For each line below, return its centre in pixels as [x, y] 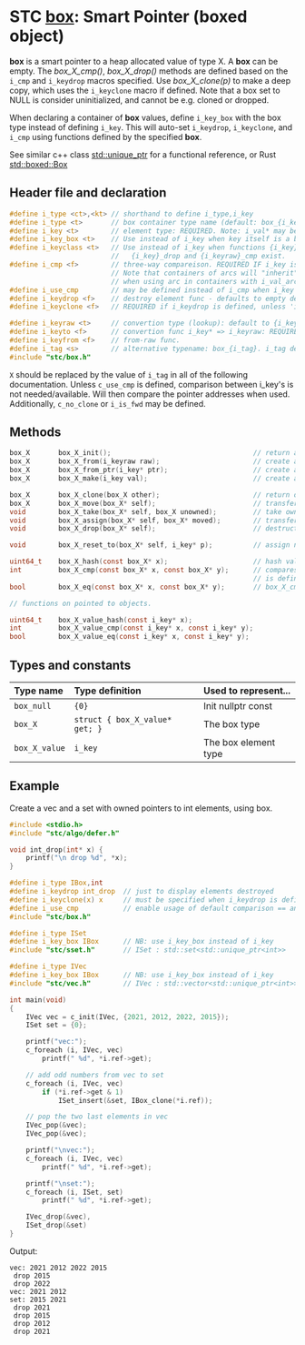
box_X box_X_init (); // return [150, 453]
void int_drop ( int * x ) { [56, 849]
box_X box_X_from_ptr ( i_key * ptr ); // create [150, 470]
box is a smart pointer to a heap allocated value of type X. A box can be [144, 61]
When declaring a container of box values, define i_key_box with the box [145, 117]
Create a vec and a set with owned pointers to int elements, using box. [141, 808]
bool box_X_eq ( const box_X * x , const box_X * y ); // [135, 587]
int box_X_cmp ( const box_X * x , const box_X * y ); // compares [154, 571]
